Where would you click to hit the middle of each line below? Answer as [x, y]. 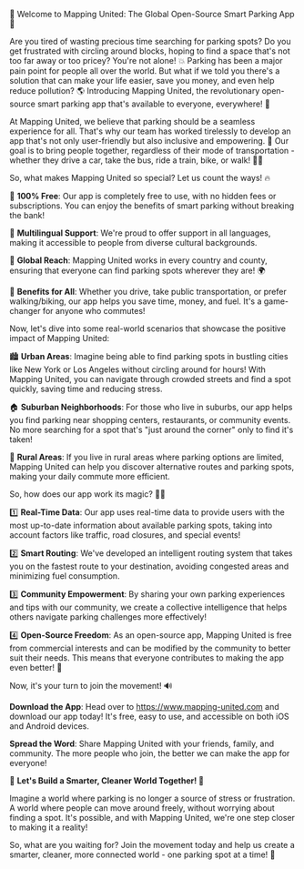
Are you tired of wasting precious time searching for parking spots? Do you [150, 41]
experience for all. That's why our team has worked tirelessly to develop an [150, 131]
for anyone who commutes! [94, 311]
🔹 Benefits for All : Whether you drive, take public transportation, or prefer [148, 292]
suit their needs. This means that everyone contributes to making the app [147, 658]
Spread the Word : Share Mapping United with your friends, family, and [142, 743]
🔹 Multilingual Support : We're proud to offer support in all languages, [140, 233]
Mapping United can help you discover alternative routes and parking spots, [152, 467]
